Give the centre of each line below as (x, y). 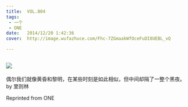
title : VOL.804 (26, 11)
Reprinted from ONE (30, 98)
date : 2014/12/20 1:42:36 (40, 33)
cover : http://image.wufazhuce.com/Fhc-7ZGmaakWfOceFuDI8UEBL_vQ (88, 39)
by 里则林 (18, 86)
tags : (13, 17)
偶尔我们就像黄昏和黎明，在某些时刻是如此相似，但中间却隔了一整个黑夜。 (95, 79)
